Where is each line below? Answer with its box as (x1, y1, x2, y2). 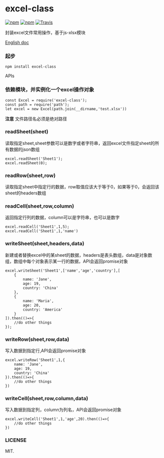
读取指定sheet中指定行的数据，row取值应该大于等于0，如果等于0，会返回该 (5, 184, 160, 190)
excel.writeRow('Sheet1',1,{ (5, 358, 65, 363)
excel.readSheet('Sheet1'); (5, 156, 63, 161)
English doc (5, 39, 29, 45)
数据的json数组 (9, 146, 40, 152)
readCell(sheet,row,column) (5, 203, 74, 210)
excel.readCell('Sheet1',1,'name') (5, 229, 79, 234)
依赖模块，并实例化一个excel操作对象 (5, 86, 94, 93)
